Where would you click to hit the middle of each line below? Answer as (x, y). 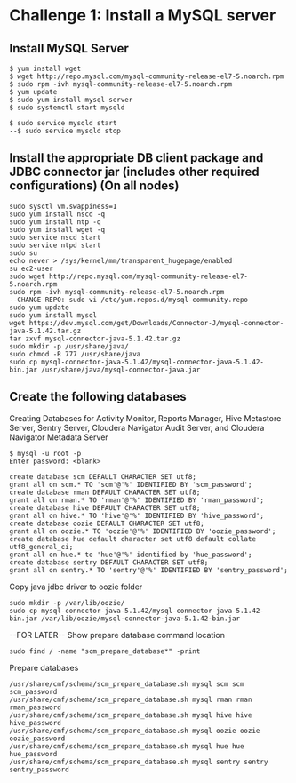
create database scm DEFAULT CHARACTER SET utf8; (103, 476)
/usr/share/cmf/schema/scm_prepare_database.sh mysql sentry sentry (139, 762)
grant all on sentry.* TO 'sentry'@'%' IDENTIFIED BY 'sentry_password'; (149, 570)
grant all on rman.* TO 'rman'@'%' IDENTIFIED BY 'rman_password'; (137, 500)
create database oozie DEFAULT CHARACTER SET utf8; (107, 523)
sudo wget (28, 276)
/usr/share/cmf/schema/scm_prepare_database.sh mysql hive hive (131, 715)
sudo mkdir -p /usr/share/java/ (69, 346)
